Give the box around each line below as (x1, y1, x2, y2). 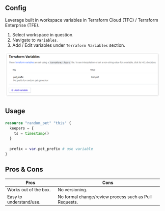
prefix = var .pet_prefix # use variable (9, 147, 93, 151)
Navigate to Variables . (12, 37, 58, 43)
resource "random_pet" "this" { (5, 121, 71, 125)
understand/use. (7, 199, 41, 205)
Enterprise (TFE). (5, 22, 40, 28)
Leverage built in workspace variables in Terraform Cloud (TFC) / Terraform (5, 17, 159, 23)
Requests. (57, 199, 78, 205)
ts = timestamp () (14, 131, 50, 136)
